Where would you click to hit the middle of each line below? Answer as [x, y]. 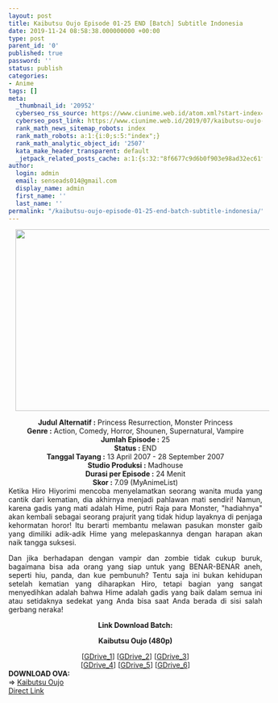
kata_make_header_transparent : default [83, 151]
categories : [28, 76]
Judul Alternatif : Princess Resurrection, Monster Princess [135, 423]
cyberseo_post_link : [50, 121]
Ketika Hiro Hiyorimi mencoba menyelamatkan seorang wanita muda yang [135, 491]
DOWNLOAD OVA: [39, 674]
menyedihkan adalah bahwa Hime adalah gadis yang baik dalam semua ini [135, 592]
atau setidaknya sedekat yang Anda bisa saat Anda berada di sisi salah [135, 601]
